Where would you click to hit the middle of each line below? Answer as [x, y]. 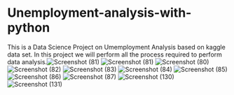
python [29, 28]
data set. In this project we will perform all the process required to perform [115, 54]
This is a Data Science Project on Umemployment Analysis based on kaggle [116, 47]
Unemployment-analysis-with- [99, 13]
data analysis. [27, 61]
